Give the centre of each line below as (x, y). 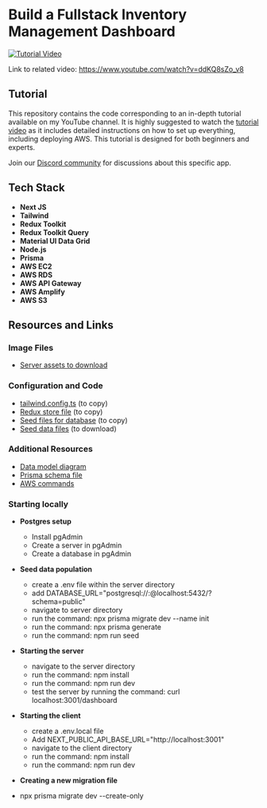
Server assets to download (64, 365)
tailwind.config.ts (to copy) (64, 403)
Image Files (31, 347)
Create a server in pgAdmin (77, 545)
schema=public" (58, 602)
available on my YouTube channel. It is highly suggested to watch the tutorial (134, 122)
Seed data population (56, 569)
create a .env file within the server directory (103, 585)
